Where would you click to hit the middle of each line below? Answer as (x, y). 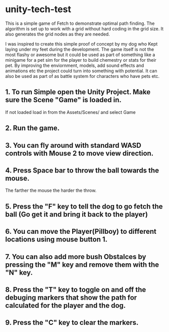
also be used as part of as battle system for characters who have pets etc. (82, 76)
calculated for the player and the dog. (66, 305)
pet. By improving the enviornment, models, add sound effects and (75, 65)
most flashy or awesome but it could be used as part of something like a (80, 55)
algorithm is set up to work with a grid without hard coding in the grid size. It (84, 28)
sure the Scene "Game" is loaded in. (64, 100)
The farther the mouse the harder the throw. (51, 190)
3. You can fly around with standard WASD (73, 145)
